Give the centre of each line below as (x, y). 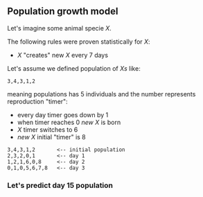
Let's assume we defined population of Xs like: (74, 68)
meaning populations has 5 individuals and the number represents (101, 94)
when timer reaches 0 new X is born (69, 122)
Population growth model (63, 11)
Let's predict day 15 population (60, 185)
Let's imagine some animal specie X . (60, 28)
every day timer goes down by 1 (63, 114)
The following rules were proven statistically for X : (79, 42)
